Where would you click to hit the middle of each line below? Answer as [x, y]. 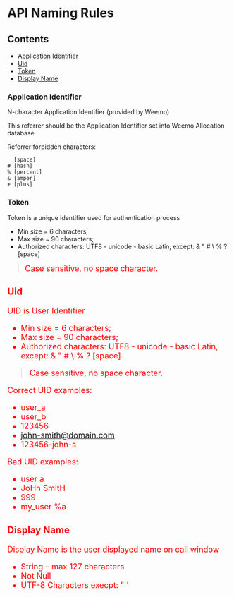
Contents [28, 39]
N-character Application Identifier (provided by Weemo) [88, 112]
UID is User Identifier [46, 311]
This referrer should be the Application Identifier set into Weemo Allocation [116, 126]
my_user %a [44, 507]
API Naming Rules [61, 13]
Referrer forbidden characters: [52, 147]
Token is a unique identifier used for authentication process [94, 217]
